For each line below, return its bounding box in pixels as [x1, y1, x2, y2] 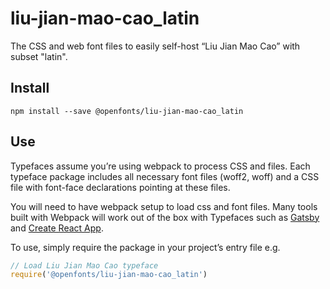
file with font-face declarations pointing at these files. [10, 181, 231, 193]
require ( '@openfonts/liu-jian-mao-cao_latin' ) [10, 270, 208, 280]
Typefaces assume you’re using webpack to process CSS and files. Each [10, 160, 311, 172]
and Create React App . [10, 222, 104, 234]
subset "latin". [10, 50, 68, 62]
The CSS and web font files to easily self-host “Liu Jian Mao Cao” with [10, 40, 301, 52]
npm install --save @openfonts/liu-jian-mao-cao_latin [10, 106, 244, 116]
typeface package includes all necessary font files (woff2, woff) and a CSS [10, 170, 320, 182]
